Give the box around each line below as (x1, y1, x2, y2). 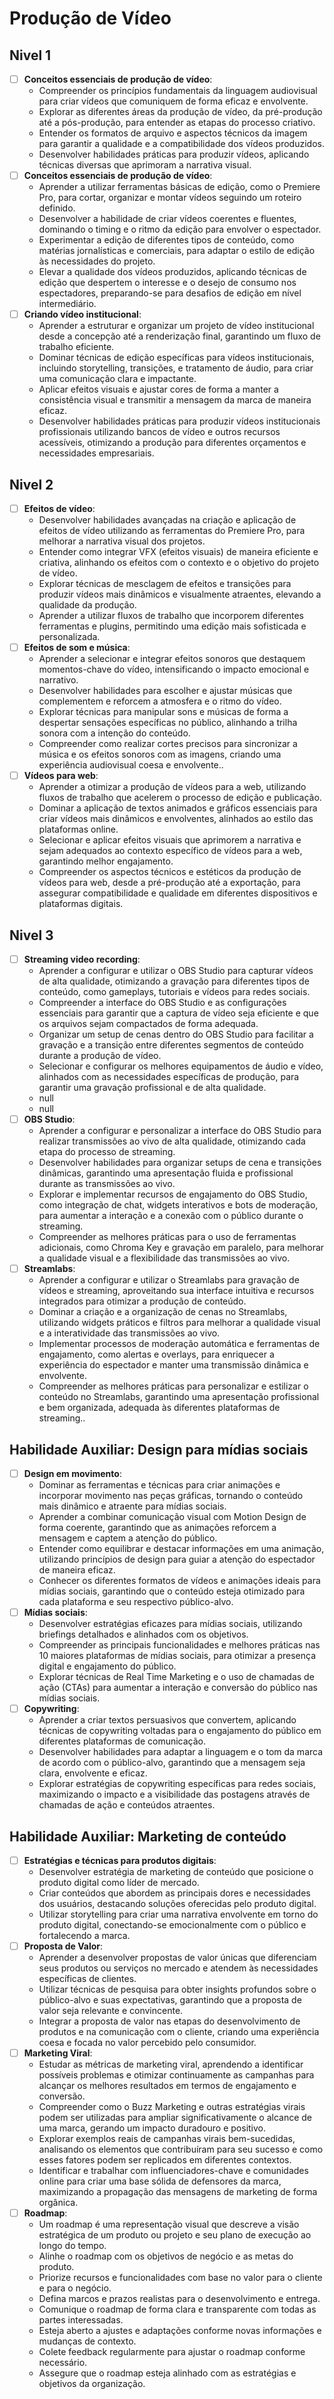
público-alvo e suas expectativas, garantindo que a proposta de (38, 1994, 302, 2006)
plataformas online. (38, 823, 119, 836)
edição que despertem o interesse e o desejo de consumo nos (38, 277, 297, 289)
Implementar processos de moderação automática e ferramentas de (38, 1338, 321, 1350)
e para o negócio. (38, 2282, 112, 2294)
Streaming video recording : (23, 953, 141, 965)
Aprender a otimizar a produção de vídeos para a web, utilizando (38, 781, 307, 793)
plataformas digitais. (38, 898, 124, 910)
